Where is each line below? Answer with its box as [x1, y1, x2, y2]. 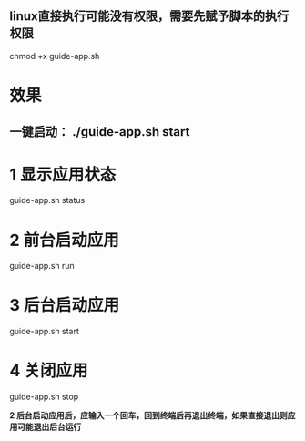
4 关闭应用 [9, 361, 88, 381]
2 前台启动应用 [9, 230, 120, 251]
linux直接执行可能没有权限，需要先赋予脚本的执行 [9, 8, 290, 25]
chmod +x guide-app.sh [9, 50, 100, 61]
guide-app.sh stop [9, 391, 79, 403]
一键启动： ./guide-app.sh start [9, 124, 190, 139]
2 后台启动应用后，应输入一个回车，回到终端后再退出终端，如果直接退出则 [9, 410, 289, 421]
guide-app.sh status [9, 195, 86, 206]
